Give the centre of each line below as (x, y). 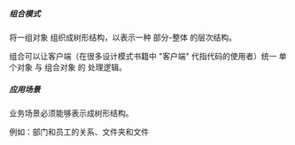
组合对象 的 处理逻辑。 (85, 67)
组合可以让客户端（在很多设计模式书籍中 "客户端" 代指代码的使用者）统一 (143, 56)
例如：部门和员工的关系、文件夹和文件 (79, 132)
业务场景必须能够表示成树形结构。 (71, 113)
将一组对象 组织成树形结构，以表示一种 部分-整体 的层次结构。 (123, 37)
